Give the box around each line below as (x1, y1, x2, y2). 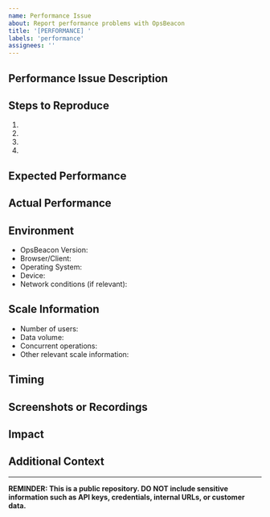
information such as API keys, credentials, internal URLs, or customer (8, 492, 245, 502)
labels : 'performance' (8, 34, 84, 43)
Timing (8, 373, 44, 387)
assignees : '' (8, 42, 56, 50)
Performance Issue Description (8, 72, 169, 85)
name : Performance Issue (8, 11, 92, 20)
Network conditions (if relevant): (19, 279, 128, 289)
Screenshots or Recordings (8, 400, 148, 414)
